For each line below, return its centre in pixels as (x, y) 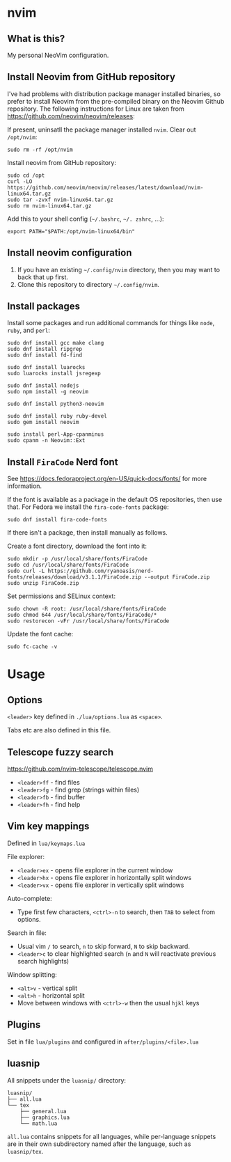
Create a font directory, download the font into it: (77, 546)
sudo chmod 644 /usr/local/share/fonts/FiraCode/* (82, 615)
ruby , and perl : (29, 330)
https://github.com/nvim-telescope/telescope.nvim (80, 769)
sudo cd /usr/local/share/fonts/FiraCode (68, 565)
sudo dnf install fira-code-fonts (57, 520)
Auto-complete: (30, 898)
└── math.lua (39, 1123)
